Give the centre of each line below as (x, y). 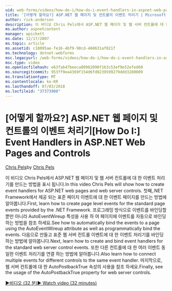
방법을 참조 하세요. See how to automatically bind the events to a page (87, 223)
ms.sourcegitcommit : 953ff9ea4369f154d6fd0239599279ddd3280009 (74, 72)
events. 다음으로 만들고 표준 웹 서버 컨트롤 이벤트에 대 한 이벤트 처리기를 (78, 235)
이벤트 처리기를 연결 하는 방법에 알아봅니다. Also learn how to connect (85, 254)
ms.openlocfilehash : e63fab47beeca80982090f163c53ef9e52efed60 (74, 67)
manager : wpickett (25, 34)
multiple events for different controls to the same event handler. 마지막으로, (84, 260)
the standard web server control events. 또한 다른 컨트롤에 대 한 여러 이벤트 (83, 247)
